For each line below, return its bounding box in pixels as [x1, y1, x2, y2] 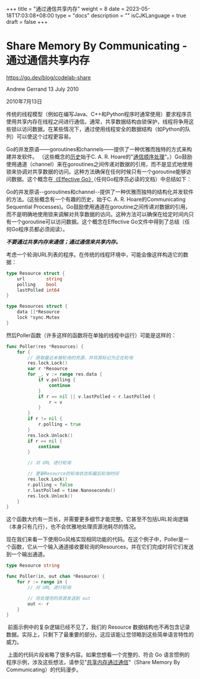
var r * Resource [27, 366, 68, 372]
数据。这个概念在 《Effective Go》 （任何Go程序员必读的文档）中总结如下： [11, 175, 192, 182]
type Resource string [6, 562, 60, 569]
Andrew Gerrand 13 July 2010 [6, 85, 79, 93]
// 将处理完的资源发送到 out [27, 595, 91, 601]
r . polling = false [27, 482, 73, 488]
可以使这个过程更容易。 [16, 133, 74, 140]
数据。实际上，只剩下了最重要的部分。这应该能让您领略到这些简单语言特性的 [6, 631, 194, 638]
